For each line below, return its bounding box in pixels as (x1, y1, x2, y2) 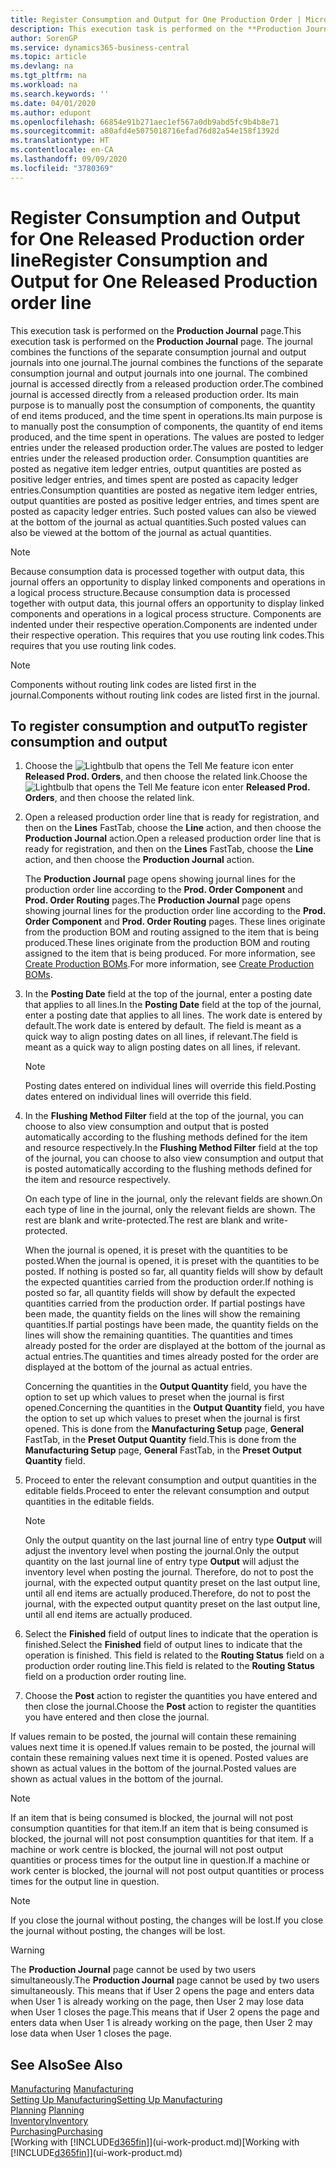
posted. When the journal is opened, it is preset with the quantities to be (24, 1255, 320, 1267)
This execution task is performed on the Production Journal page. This (10, 324, 302, 336)
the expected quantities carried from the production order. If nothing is (24, 1276, 314, 1288)
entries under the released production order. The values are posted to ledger (10, 441, 324, 453)
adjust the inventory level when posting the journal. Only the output (24, 1545, 300, 1557)
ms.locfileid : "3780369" (10, 163, 114, 173)
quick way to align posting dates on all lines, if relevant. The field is (24, 1031, 298, 1043)
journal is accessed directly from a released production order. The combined (10, 377, 324, 390)
